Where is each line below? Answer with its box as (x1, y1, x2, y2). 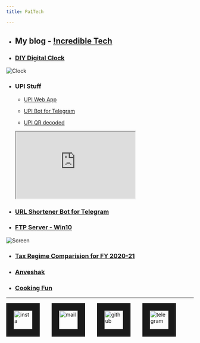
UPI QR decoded (23, 119, 65, 126)
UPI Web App (23, 96, 57, 103)
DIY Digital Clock (14, 54, 65, 62)
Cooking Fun (14, 283, 52, 292)
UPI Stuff (14, 82, 42, 91)
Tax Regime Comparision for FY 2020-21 (14, 251, 135, 260)
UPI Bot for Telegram (23, 107, 76, 114)
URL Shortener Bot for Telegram (14, 207, 109, 216)
